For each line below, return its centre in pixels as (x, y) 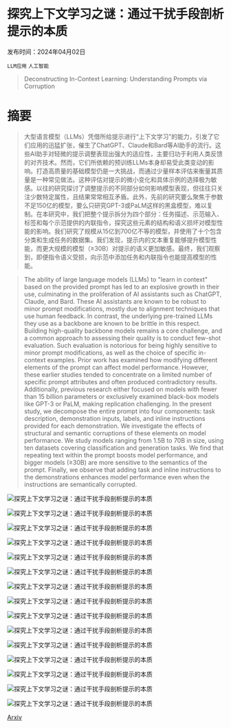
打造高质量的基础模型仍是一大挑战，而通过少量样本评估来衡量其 (126, 171)
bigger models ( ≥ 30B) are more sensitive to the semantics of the (115, 462)
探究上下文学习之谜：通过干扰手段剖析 (116, 14)
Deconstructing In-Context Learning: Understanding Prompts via (115, 79)
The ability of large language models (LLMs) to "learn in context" (116, 279)
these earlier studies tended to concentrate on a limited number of (118, 374)
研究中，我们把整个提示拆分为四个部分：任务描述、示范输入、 (135, 214)
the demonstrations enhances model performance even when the (117, 477)
